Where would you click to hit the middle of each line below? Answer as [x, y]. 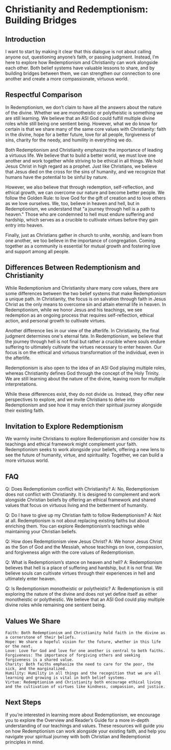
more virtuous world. [27, 460]
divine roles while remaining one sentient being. [56, 605]
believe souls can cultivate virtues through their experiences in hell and [80, 573]
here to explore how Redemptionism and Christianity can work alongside [82, 62]
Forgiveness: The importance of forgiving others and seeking [73, 655]
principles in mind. [25, 742]
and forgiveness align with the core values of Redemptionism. [70, 553]
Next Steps [23, 703]
